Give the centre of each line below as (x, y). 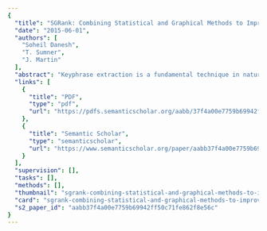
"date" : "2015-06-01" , (52, 30)
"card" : (27, 200)
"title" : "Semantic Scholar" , (79, 133)
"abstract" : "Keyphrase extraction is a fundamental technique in (127, 75)
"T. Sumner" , (43, 52)
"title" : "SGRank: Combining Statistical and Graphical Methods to (129, 23)
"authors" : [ (36, 38)
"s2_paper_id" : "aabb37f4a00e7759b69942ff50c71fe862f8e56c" (116, 207)
